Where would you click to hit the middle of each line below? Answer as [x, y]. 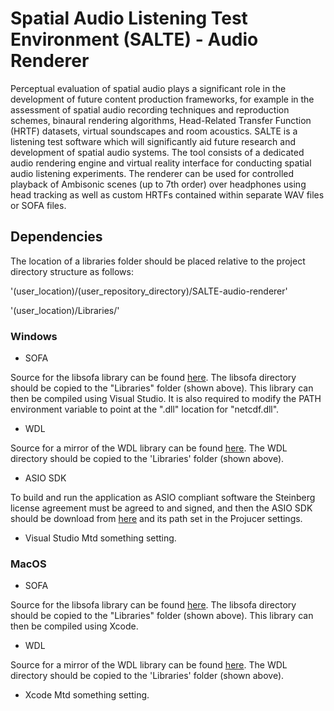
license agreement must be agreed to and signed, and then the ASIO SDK [161, 508]
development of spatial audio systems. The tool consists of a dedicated [157, 152]
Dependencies [56, 237]
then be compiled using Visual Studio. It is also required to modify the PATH [166, 399]
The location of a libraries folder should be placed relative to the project [158, 261]
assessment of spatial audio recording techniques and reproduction [150, 109]
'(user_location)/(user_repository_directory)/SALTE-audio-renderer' [149, 291]
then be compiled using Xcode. [74, 626]
